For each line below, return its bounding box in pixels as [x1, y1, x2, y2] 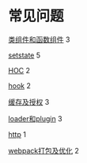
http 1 [8, 129, 26, 139]
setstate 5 [8, 50, 41, 60]
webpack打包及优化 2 [8, 146, 79, 155]
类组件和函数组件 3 [8, 35, 70, 44]
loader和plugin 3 [8, 113, 62, 123]
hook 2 [8, 80, 32, 91]
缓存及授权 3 [8, 97, 50, 106]
